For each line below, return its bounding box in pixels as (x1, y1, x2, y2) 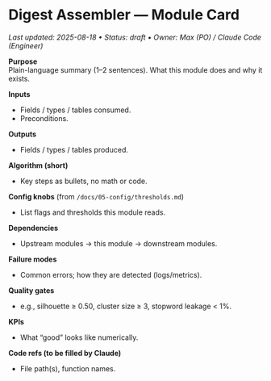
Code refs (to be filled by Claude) (8, 348, 122, 358)
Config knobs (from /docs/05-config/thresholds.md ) (8, 191, 184, 201)
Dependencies (8, 223, 59, 232)
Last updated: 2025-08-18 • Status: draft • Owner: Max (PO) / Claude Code (8, 32, 262, 42)
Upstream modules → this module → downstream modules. (19, 238, 218, 248)
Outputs (8, 129, 37, 139)
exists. (8, 73, 31, 83)
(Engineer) (8, 40, 44, 50)
